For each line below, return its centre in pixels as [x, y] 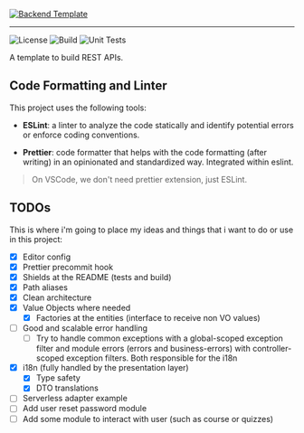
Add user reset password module [85, 409]
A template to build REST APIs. [66, 57]
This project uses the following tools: [78, 108]
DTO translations [67, 388]
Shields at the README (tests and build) [97, 277]
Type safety [58, 378]
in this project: [36, 239]
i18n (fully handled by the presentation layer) [105, 368]
